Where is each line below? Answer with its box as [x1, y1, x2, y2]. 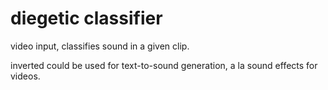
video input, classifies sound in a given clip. [10, 40, 190, 52]
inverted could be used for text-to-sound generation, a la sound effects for [10, 59, 318, 71]
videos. [10, 70, 41, 82]
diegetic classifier [10, 7, 163, 30]
